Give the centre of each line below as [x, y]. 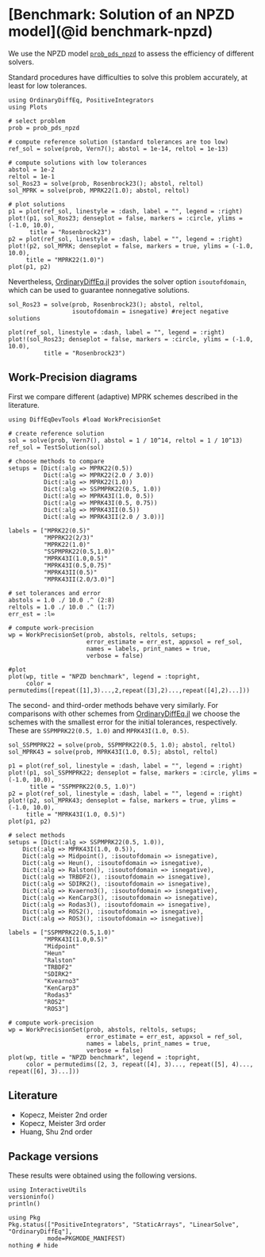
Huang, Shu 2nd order [56, 1132]
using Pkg [25, 1218]
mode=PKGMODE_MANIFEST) [86, 1239]
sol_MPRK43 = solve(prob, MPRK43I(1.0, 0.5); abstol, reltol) [113, 752]
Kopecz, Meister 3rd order [63, 1123]
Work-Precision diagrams [73, 377]
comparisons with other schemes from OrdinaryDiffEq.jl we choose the [124, 713]
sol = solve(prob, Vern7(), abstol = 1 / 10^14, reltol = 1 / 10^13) [126, 440]
